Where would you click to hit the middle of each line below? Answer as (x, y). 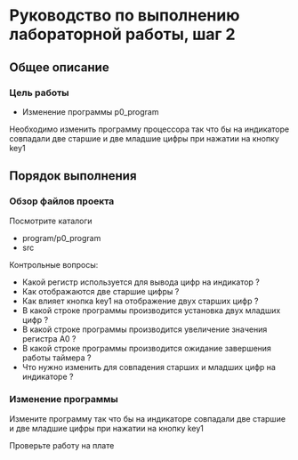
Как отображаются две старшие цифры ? (101, 291)
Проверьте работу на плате (62, 445)
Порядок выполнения (73, 176)
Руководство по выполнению (125, 16)
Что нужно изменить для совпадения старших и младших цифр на (149, 367)
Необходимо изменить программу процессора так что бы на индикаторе (149, 129)
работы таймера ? (56, 358)
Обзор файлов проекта (62, 201)
